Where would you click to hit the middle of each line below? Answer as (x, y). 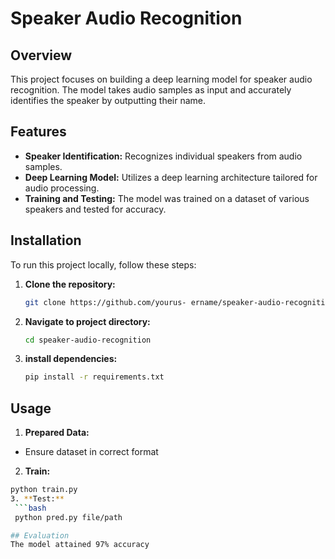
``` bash (30, 508)
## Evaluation (40, 535)
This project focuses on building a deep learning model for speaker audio (161, 79)
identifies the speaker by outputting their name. (108, 100)
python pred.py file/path (68, 517)
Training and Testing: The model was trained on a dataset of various (167, 198)
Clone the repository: (70, 284)
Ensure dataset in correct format (91, 452)
